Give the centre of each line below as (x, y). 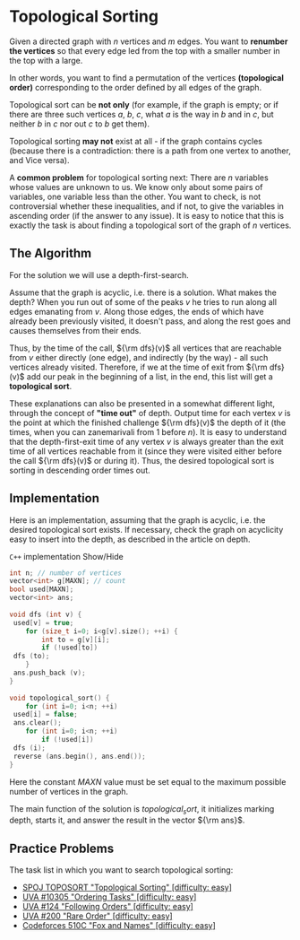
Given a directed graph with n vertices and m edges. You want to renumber (149, 41)
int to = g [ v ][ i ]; (76, 640)
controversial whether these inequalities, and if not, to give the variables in (147, 206)
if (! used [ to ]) (70, 648)
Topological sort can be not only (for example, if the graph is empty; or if (144, 104)
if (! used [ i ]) (68, 740)
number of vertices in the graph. (69, 791)
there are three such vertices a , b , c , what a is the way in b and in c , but (142, 114)
